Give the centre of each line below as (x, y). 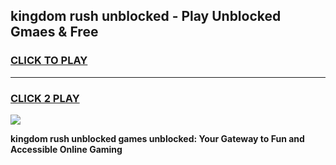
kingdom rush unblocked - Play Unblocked (146, 16)
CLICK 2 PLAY (45, 98)
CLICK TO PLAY (49, 61)
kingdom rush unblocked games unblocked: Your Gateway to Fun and (157, 138)
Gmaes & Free (54, 32)
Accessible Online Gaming (66, 149)
